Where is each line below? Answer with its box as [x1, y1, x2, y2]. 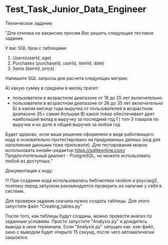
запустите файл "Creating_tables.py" [5, 203, 83, 209]
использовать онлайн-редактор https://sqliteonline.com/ [5, 147, 125, 153]
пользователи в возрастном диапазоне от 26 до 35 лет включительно [12, 100, 163, 106]
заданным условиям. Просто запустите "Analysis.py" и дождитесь [5, 218, 147, 224]
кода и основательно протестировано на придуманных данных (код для [5, 136, 160, 142]
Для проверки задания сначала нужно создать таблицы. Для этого [5, 198, 150, 204]
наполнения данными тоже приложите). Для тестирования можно [5, 142, 148, 148]
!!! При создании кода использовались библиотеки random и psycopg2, [5, 177, 159, 183]
